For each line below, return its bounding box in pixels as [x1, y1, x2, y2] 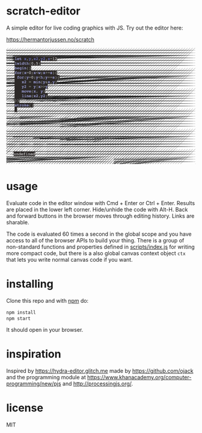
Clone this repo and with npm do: [6, 297, 89, 305]
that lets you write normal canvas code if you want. [6, 256, 133, 264]
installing [6, 277, 54, 291]
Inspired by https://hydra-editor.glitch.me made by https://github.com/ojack [6, 367, 194, 375]
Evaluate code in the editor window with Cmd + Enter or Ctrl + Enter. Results [6, 200, 195, 207]
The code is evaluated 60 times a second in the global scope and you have [6, 230, 192, 238]
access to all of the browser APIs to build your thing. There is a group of [6, 237, 185, 244]
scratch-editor [6, 4, 81, 18]
